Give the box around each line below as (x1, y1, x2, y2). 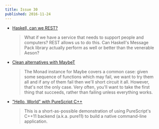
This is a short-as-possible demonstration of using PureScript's (24, 108, 151, 114)
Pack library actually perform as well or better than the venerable (24, 45, 154, 50)
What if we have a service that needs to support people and (24, 34, 144, 40)
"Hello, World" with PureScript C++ (12, 98, 83, 104)
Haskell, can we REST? (12, 25, 58, 31)
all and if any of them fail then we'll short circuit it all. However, (24, 79, 149, 85)
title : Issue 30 (5, 7, 38, 12)
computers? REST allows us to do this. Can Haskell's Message (24, 39, 149, 45)
